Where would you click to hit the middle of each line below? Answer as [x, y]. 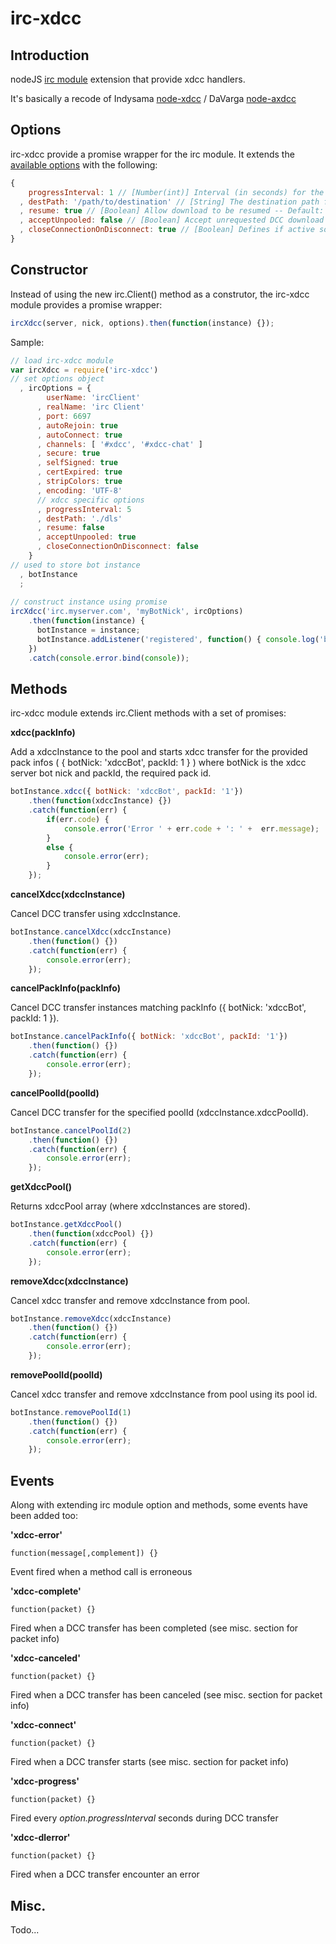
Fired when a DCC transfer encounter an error [105, 1874]
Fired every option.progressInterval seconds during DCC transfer [144, 1818]
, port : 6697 [64, 416]
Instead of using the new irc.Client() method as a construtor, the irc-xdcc [160, 294]
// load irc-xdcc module [62, 360]
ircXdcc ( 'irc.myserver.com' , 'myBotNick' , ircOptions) [127, 612]
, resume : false [70, 528]
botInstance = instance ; [88, 630]
